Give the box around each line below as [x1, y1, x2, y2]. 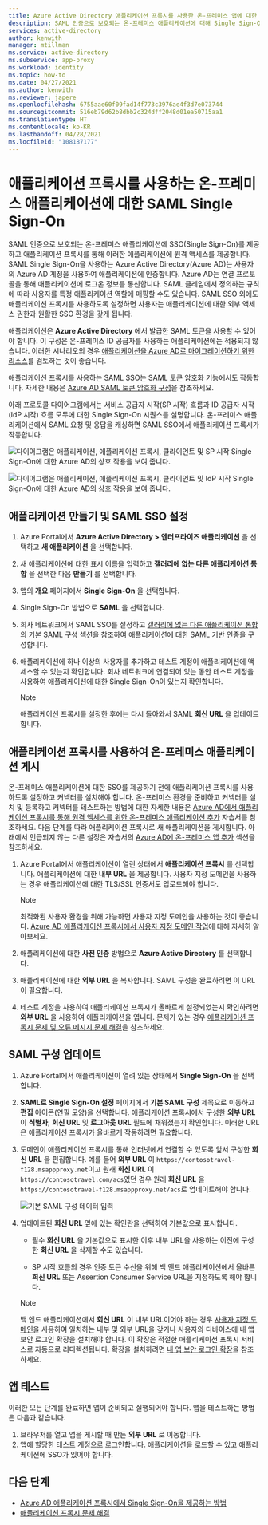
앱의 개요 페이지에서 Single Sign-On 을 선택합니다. [19, 586, 180, 595]
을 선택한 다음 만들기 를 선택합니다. [28, 569, 137, 579]
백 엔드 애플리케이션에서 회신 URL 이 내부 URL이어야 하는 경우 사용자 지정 [19, 1314, 249, 1324]
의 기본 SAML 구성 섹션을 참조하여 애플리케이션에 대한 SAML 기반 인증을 [19, 630, 246, 639]
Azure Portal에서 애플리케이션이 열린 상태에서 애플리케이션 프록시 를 [19, 859, 234, 869]
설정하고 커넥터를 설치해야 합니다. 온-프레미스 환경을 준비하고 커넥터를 [29, 792, 248, 802]
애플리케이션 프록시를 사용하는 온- [8, 175, 218, 192]
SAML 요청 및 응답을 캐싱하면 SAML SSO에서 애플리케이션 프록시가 [49, 420, 260, 429]
